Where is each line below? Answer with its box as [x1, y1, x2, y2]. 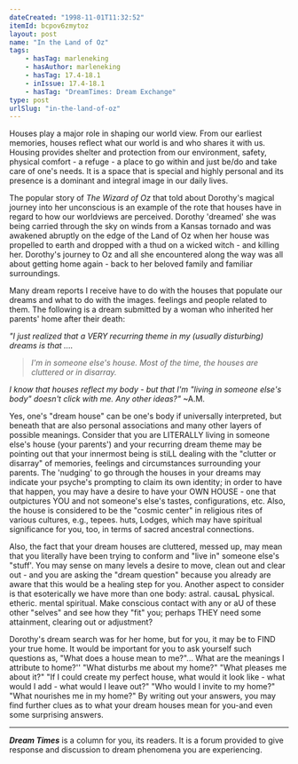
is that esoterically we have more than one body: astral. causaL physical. [9, 588, 275, 600]
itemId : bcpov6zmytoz [9, 21, 90, 30]
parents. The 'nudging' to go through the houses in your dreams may [9, 467, 262, 478]
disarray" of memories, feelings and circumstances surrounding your [9, 458, 262, 469]
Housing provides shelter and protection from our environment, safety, [9, 147, 268, 158]
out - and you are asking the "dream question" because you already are [9, 569, 271, 580]
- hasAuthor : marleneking [25, 63, 122, 72]
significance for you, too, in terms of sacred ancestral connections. [9, 524, 255, 535]
